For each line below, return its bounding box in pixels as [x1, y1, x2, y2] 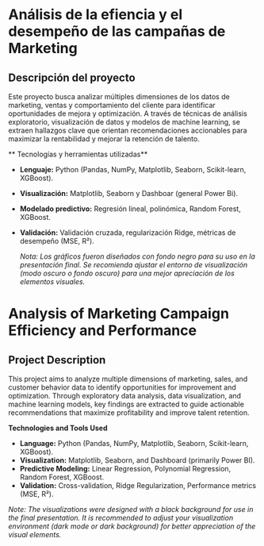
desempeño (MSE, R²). [19, 236, 95, 245]
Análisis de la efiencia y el [8, 6, 183, 24]
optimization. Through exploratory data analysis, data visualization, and [8, 391, 242, 400]
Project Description [8, 353, 106, 367]
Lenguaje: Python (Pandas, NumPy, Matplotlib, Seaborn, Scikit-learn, [19, 165, 247, 174]
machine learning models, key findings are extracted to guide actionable [8, 399, 244, 409]
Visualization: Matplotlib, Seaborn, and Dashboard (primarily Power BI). [19, 456, 255, 465]
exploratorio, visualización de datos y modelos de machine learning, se [8, 117, 240, 126]
